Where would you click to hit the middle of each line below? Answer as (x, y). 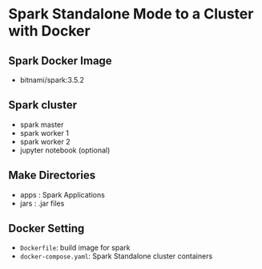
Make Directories (52, 175)
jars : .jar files (42, 203)
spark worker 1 (44, 132)
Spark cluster (43, 105)
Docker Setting (46, 228)
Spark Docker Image (60, 61)
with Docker (49, 31)
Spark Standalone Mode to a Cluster (131, 14)
